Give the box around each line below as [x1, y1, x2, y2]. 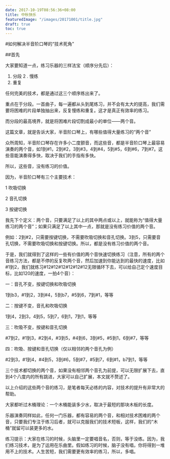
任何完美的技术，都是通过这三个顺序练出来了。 [5, 90, 103, 96]
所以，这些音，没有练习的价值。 [5, 163, 72, 169]
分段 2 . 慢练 [12, 73, 39, 79]
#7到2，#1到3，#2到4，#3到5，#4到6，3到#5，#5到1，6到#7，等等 [5, 335, 149, 341]
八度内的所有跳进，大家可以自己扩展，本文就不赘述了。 [17, 374, 133, 380]
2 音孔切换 [5, 196, 27, 202]
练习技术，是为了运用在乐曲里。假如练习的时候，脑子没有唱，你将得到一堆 [9, 442, 165, 448]
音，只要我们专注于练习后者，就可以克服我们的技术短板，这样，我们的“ [5, 419, 154, 425]
